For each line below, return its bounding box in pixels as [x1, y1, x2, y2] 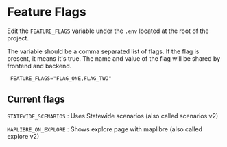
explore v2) [7, 132, 40, 140]
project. [7, 34, 29, 42]
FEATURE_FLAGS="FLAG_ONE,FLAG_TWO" [10, 75, 112, 82]
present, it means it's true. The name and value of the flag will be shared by [7, 54, 221, 62]
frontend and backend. [7, 62, 72, 70]
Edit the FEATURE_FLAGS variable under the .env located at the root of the [7, 27, 209, 35]
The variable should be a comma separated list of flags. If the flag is [7, 47, 200, 55]
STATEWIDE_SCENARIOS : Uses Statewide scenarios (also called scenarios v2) [7, 111, 219, 120]
